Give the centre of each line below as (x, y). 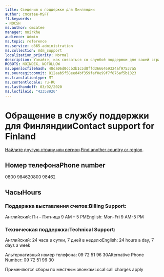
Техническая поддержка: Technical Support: (60, 229)
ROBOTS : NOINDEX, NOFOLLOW (32, 64)
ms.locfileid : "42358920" (31, 91)
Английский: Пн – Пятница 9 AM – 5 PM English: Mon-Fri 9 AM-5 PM (74, 217)
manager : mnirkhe (23, 32)
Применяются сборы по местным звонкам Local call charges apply (74, 270)
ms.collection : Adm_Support (34, 50)
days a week (18, 245)
